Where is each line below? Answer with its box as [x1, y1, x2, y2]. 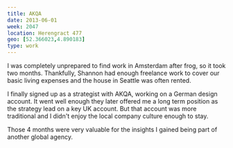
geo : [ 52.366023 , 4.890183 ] [7, 36, 85, 43]
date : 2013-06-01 [7, 17, 58, 24]
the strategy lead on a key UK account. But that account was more [7, 105, 197, 113]
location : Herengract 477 [7, 29, 82, 37]
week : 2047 [7, 23, 39, 30]
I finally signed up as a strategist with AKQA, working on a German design [7, 90, 218, 98]
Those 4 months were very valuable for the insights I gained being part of [7, 126, 218, 133]
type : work [7, 42, 39, 49]
